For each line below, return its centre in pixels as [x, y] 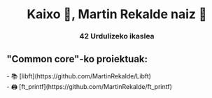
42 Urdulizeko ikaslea [117, 36]
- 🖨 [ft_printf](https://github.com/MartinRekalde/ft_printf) [90, 86]
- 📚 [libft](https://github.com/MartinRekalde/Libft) [79, 76]
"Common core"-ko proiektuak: [77, 59]
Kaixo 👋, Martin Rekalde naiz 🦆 [117, 14]
